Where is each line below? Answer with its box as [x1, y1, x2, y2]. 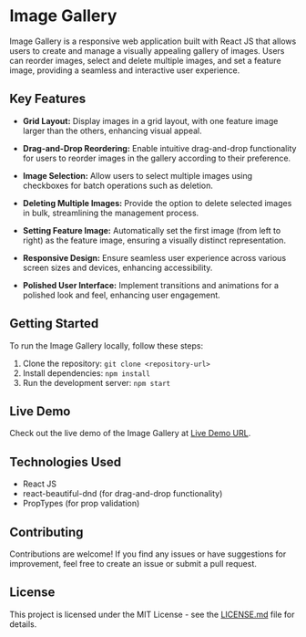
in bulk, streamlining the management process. [22, 207, 199, 218]
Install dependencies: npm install [22, 367, 150, 379]
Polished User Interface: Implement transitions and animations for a [22, 279, 280, 290]
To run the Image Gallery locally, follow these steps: [9, 339, 203, 351]
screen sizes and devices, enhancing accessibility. [22, 262, 213, 273]
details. [9, 618, 37, 630]
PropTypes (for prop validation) [22, 498, 140, 509]
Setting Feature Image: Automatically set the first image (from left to [22, 225, 281, 235]
